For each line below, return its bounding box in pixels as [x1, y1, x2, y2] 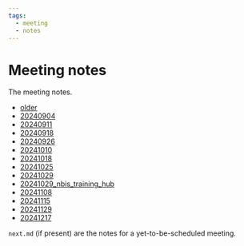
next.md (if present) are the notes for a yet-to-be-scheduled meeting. [8, 228, 236, 238]
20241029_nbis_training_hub [19, 179, 114, 188]
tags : [8, 11, 26, 20]
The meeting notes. [8, 87, 73, 97]
